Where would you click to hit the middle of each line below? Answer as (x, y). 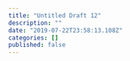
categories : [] (33, 38)
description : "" (35, 23)
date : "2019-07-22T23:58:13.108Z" (66, 30)
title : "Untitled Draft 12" (55, 15)
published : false (37, 45)
